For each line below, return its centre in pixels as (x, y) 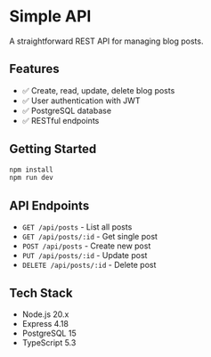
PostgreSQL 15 (49, 333)
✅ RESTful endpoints (61, 120)
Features (34, 69)
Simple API (50, 16)
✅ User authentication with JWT (81, 101)
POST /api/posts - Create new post (86, 246)
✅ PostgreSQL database (67, 110)
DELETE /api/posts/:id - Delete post (89, 265)
